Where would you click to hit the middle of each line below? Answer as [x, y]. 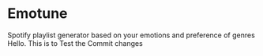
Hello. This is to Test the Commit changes [75, 43]
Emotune [38, 14]
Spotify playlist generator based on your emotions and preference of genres [131, 35]
